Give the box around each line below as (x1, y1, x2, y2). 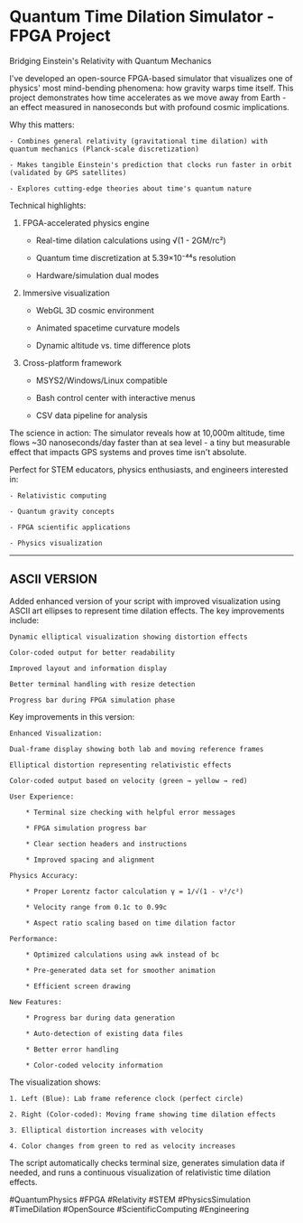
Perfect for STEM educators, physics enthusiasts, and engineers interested (9, 463, 289, 475)
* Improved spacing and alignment (25, 855, 155, 864)
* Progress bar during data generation (25, 1013, 176, 1022)
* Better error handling (25, 1045, 119, 1054)
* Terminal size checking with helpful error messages (25, 808, 236, 817)
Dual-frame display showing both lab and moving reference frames (9, 744, 264, 753)
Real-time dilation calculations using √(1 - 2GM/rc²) (35, 235, 227, 246)
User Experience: (9, 792, 75, 801)
